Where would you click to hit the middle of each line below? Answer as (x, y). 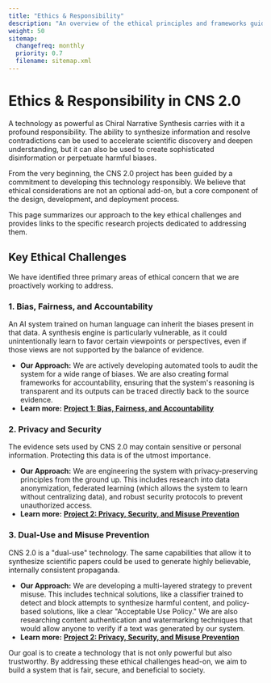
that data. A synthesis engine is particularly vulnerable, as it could (118, 332)
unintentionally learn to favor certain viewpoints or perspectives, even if (128, 341)
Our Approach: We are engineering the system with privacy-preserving (139, 471)
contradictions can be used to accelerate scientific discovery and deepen (131, 140)
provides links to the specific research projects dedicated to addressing (128, 223)
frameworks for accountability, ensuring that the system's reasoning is (138, 382)
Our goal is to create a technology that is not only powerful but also (120, 652)
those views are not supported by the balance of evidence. (106, 349)
